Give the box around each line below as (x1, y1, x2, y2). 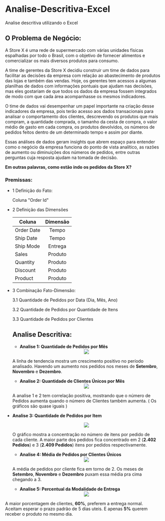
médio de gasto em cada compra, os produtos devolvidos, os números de (5, 124, 155, 130)
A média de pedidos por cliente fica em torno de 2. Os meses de (12, 466, 144, 472)
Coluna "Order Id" (12, 197, 49, 203)
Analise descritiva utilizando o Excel (5, 20, 78, 26)
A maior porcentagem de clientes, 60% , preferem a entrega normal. (5, 500, 143, 506)
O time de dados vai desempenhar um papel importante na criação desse (5, 103, 154, 109)
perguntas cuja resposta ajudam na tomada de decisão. (5, 154, 118, 160)
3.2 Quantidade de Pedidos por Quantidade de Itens (12, 307, 118, 313)
